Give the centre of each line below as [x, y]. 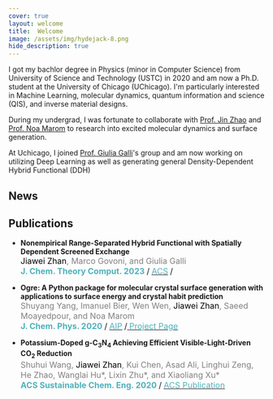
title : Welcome [36, 31]
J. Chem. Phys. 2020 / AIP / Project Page [99, 327]
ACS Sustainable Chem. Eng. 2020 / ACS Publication [123, 385]
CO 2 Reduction [46, 354]
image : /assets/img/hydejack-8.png [69, 39]
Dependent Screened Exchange [75, 252]
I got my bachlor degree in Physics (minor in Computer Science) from [125, 69]
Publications [41, 224]
